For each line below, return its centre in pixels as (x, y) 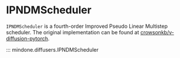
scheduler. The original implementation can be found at (72, 32)
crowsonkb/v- (157, 32)
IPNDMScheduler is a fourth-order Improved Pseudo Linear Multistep (87, 26)
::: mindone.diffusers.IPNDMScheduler (52, 49)
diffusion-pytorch (27, 38)
